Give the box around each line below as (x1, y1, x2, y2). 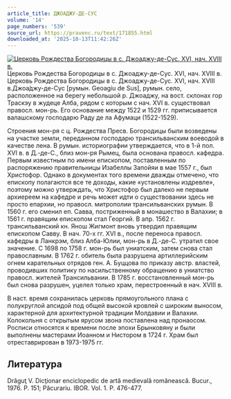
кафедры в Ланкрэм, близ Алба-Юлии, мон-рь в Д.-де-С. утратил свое (7, 237, 219, 245)
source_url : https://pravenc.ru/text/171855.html (7, 29, 154, 37)
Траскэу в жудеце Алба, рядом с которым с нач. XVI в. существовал (7, 99, 211, 107)
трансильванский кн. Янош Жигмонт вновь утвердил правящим (7, 222, 197, 231)
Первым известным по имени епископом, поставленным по (7, 156, 186, 164)
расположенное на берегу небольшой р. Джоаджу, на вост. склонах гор (7, 91, 223, 100)
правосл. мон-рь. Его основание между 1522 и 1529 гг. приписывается (7, 106, 218, 115)
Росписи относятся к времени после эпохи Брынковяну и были (7, 324, 196, 332)
